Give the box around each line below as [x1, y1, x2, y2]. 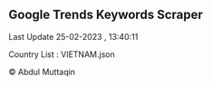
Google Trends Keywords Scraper [8, 7, 203, 23]
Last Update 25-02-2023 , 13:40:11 [8, 31, 139, 42]
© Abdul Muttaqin [8, 66, 76, 77]
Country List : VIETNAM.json [8, 49, 115, 60]
